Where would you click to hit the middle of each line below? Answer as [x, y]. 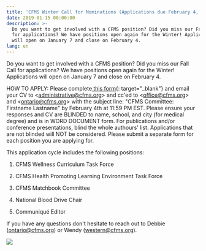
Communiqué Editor [40, 211]
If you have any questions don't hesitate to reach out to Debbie [86, 223]
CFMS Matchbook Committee [52, 188]
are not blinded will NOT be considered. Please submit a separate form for [100, 134]
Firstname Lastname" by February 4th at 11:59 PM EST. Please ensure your [101, 108]
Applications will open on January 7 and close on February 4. [84, 77]
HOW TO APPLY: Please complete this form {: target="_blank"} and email [98, 88]
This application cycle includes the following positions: [75, 152]
